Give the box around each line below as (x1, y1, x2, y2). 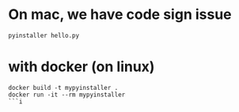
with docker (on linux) (8, 58, 155, 76)
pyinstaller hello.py (8, 32, 80, 39)
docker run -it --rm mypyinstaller (8, 91, 126, 99)
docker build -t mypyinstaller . (8, 84, 119, 91)
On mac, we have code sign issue (8, 6, 232, 24)
